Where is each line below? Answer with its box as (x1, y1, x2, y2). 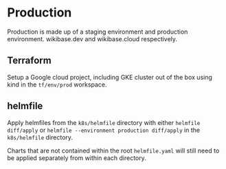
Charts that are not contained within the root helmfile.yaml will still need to (7, 146, 220, 155)
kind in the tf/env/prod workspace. (7, 80, 108, 89)
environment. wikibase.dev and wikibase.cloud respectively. (7, 34, 177, 43)
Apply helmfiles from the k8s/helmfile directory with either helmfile (7, 118, 201, 126)
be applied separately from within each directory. (7, 153, 146, 162)
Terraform (7, 55, 52, 67)
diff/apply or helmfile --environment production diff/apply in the (7, 126, 201, 134)
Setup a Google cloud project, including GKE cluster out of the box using (7, 73, 213, 81)
